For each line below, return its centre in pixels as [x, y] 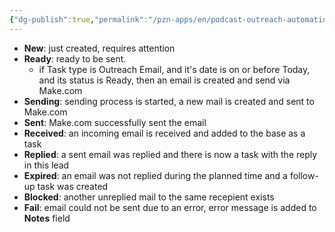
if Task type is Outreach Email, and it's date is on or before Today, [174, 69]
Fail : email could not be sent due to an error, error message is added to [170, 207]
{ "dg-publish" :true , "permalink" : [79, 19]
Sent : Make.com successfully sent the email [115, 122]
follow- [304, 175]
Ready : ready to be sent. [75, 58]
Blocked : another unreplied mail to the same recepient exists [149, 197]
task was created [73, 186]
